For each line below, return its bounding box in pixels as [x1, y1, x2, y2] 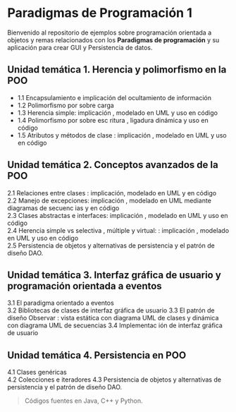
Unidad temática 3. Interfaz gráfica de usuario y [7, 269, 222, 281]
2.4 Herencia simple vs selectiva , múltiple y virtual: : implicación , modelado [7, 226, 230, 234]
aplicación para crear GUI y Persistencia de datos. [7, 43, 153, 51]
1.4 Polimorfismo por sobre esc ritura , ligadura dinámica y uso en [17, 116, 209, 124]
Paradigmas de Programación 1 [7, 5, 192, 21]
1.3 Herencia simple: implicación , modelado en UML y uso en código [17, 108, 218, 117]
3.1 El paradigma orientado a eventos [7, 298, 114, 308]
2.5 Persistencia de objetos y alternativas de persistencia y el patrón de [7, 241, 215, 250]
